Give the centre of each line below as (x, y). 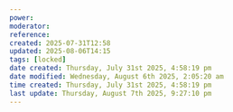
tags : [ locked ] (38, 60)
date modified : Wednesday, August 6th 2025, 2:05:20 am (116, 77)
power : (22, 18)
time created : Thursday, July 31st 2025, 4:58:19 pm (111, 85)
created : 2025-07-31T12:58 (60, 43)
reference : (30, 34)
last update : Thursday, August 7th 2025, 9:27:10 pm (111, 93)
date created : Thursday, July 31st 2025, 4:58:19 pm (111, 69)
